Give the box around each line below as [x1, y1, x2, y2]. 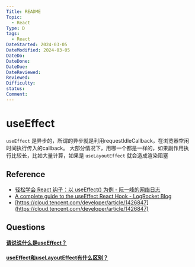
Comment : [6, 91, 28, 97]
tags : [6, 31, 20, 37]
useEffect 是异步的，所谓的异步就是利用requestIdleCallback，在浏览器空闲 [6, 137, 190, 144]
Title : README [6, 8, 41, 15]
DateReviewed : [6, 69, 41, 75]
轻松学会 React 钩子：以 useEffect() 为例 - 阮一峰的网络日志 [14, 186, 161, 193]
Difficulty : [6, 81, 36, 86]
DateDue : [6, 63, 28, 70]
